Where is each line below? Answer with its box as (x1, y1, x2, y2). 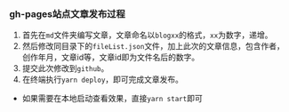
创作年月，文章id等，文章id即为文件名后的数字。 (21, 52, 200, 63)
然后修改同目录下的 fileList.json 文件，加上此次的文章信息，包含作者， (21, 41, 285, 52)
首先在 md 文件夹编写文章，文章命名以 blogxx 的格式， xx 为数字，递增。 (21, 29, 273, 41)
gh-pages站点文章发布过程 (9, 7, 126, 20)
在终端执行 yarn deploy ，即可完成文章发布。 (21, 74, 184, 85)
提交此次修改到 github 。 (21, 63, 109, 74)
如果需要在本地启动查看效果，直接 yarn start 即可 (21, 93, 203, 104)
